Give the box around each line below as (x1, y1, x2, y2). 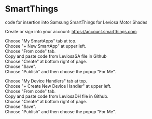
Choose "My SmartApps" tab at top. (5, 38, 77, 44)
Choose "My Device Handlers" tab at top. (5, 78, 87, 84)
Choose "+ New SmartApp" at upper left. (5, 43, 86, 49)
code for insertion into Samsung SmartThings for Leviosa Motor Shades (5, 19, 148, 25)
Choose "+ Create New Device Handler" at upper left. (5, 83, 112, 89)
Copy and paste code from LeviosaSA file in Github (5, 53, 107, 59)
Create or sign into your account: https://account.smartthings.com (5, 28, 137, 34)
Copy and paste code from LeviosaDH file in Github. (5, 93, 109, 99)
